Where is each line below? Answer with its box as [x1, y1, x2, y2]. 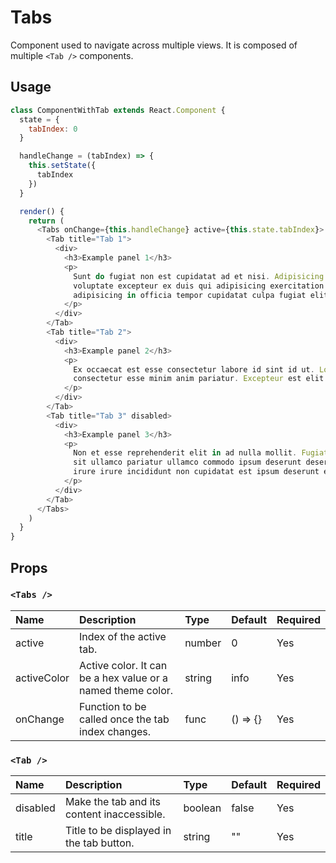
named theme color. [79, 683, 174, 697]
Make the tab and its [64, 795, 162, 809]
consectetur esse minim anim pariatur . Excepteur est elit [73, 374, 325, 384]
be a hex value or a [79, 671, 168, 685]
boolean [183, 801, 222, 815]
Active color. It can [79, 658, 168, 672]
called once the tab [79, 712, 170, 726]
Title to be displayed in [64, 824, 172, 838]
